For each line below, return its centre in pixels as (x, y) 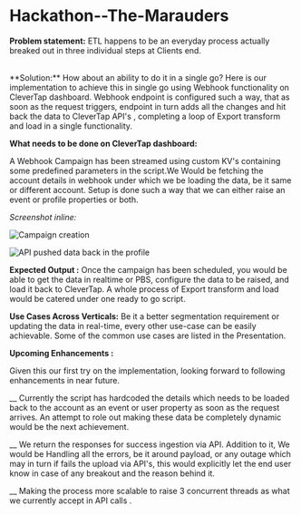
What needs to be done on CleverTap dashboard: (103, 143)
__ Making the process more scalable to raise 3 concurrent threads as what (150, 491)
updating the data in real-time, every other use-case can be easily (133, 326)
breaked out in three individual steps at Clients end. (106, 50)
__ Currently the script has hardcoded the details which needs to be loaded (150, 398)
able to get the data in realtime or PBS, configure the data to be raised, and (150, 279)
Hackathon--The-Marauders (119, 16)
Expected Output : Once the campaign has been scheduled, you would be (148, 269)
